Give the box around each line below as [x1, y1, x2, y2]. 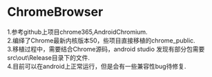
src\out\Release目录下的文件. [7, 53, 90, 62]
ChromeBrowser [7, 4, 104, 20]
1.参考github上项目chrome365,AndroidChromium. [7, 27, 148, 36]
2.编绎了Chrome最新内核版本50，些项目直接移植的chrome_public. [7, 36, 195, 45]
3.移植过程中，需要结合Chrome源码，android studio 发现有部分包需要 [7, 45, 205, 53]
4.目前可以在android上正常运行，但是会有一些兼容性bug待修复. [7, 62, 186, 70]
